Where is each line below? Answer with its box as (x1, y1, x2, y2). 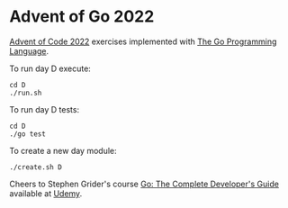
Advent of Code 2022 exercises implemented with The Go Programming (9, 36, 277, 47)
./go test (9, 129, 47, 139)
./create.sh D (9, 162, 63, 172)
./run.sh (9, 88, 42, 97)
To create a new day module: (9, 145, 117, 156)
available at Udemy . (9, 187, 83, 199)
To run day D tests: (9, 104, 79, 114)
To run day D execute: (9, 63, 92, 74)
